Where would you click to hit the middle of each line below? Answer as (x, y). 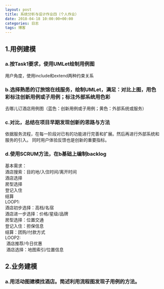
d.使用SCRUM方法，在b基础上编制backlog (56, 154)
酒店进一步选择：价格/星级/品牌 (37, 214)
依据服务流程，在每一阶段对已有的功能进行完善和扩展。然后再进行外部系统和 (82, 134)
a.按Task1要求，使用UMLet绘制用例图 (50, 64)
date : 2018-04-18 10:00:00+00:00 (39, 19)
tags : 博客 (15, 28)
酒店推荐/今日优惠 (24, 243)
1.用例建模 (21, 49)
